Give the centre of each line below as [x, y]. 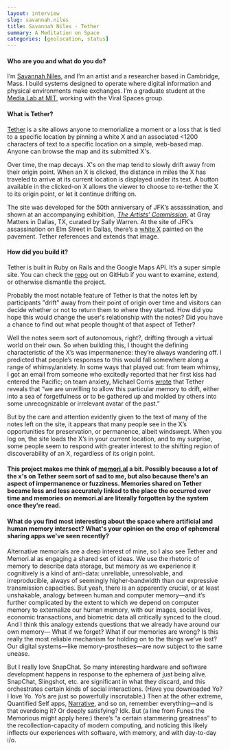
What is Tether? [30, 113]
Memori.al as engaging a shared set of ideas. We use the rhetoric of [103, 558]
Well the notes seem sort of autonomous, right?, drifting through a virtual [110, 338]
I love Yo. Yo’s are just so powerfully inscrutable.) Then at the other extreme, [115, 696]
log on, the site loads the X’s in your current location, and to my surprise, [110, 439]
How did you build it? [38, 252]
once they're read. [34, 505]
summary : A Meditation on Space [53, 33]
